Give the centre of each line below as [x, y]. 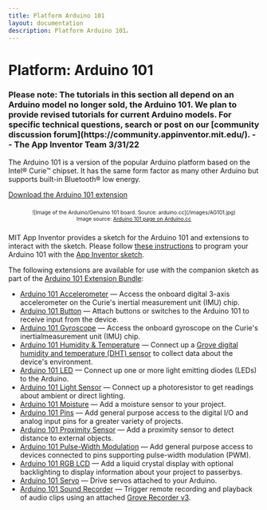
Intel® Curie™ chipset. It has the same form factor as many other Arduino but [133, 170]
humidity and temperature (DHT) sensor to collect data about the [126, 353]
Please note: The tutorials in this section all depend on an [121, 95]
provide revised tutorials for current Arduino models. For [120, 115]
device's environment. [56, 362]
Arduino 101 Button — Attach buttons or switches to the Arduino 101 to [134, 310]
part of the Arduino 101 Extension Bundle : [76, 278]
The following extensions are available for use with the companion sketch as [133, 270]
